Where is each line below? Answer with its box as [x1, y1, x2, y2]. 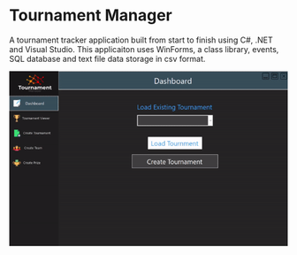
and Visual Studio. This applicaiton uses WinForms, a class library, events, [9, 43, 279, 54]
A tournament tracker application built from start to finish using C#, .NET [9, 35, 273, 45]
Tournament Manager [9, 5, 172, 26]
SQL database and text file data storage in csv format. [9, 53, 206, 64]
